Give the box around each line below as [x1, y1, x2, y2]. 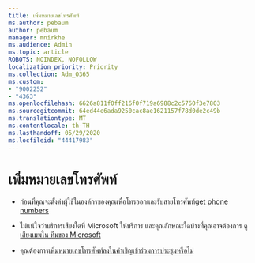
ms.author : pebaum [8, 19, 69, 27]
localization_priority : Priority [8, 63, 118, 71]
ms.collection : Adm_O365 [8, 70, 90, 78]
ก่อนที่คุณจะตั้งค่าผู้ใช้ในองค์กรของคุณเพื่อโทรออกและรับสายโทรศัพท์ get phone [19, 197, 229, 206]
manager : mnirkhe [8, 33, 66, 42]
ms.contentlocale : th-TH [8, 122, 90, 130]
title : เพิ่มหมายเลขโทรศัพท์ [8, 11, 80, 20]
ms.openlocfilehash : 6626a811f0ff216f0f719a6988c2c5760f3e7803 [8, 100, 221, 107]
